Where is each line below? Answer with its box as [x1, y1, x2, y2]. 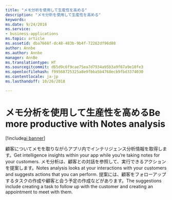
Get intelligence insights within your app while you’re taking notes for [13, 152, 160, 158]
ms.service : [5, 27, 31, 32]
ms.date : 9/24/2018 [5, 21, 47, 27]
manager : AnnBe [5, 55, 38, 60]
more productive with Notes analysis [5, 118, 166, 129]
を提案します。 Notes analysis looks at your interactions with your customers [5, 165, 167, 171]
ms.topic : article [5, 36, 45, 41]
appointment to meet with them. [5, 189, 73, 195]
